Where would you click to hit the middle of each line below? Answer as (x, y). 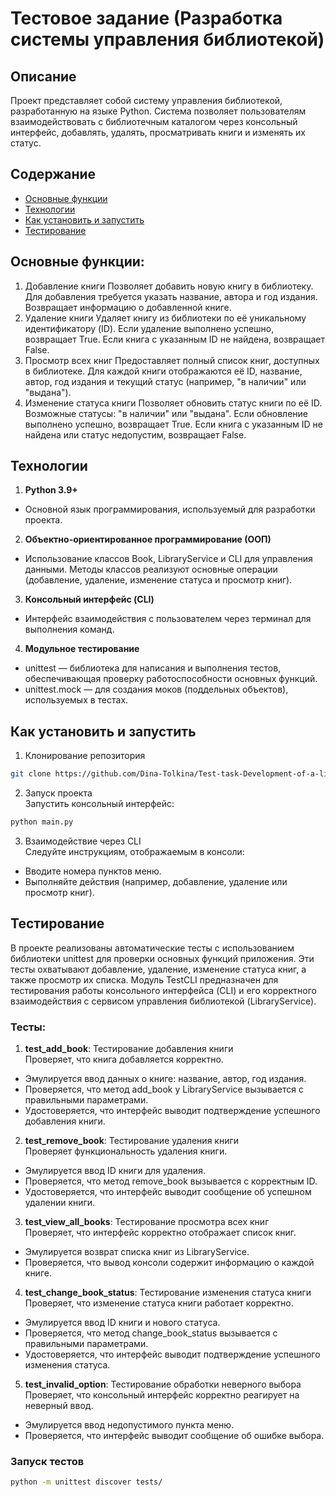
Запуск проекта (58, 793)
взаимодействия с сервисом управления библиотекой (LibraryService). (163, 1001)
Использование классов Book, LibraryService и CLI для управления (168, 559)
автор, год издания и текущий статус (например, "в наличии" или (165, 381)
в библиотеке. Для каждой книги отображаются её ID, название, (163, 371)
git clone (31, 774)
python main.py (42, 822)
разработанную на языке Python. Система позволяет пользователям (158, 111)
